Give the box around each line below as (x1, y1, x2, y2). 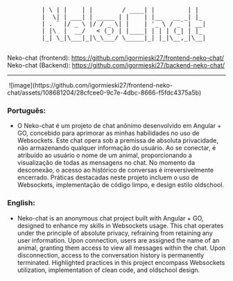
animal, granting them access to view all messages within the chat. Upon (17, 243, 226, 252)
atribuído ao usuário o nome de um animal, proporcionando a (17, 151, 192, 159)
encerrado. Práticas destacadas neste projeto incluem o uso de (17, 173, 199, 182)
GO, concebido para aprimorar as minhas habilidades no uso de (17, 129, 200, 138)
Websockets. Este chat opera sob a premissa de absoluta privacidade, (17, 136, 218, 145)
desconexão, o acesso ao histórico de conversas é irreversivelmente (17, 166, 214, 175)
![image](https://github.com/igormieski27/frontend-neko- (8, 81, 173, 89)
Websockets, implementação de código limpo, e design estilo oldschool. (17, 181, 224, 189)
